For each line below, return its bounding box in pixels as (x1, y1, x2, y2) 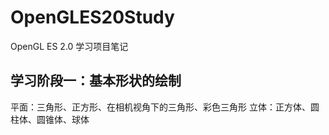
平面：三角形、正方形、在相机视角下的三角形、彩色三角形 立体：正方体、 (10, 101, 311, 113)
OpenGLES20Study (10, 6, 175, 29)
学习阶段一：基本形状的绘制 (10, 72, 182, 90)
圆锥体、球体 (36, 113, 90, 125)
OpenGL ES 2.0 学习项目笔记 (10, 40, 129, 52)
